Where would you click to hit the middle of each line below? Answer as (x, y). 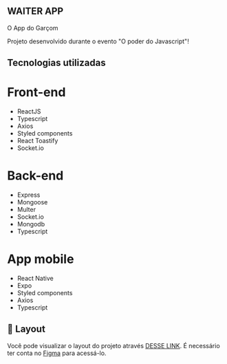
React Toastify (37, 141)
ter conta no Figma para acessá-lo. (57, 353)
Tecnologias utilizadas (56, 63)
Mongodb (31, 224)
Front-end (36, 93)
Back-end (35, 176)
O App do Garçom (33, 28)
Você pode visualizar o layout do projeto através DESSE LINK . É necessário (113, 345)
